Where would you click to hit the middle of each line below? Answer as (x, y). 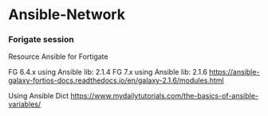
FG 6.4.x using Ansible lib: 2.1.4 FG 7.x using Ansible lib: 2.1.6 (108, 72)
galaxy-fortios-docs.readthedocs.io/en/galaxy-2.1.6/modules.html (116, 80)
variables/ (25, 104)
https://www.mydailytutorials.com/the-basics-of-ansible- (165, 96)
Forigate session (41, 40)
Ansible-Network (67, 15)
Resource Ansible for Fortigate (58, 56)
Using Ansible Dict (39, 96)
